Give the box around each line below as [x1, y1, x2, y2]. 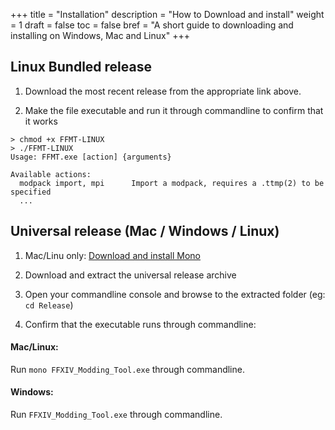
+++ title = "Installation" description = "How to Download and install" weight [10, 9, 325, 20]
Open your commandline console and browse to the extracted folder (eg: [24, 288, 326, 300]
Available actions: [10, 169, 92, 179]
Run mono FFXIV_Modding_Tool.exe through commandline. [10, 363, 245, 375]
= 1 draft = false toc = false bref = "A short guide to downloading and [10, 19, 294, 31]
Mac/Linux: [10, 341, 59, 353]
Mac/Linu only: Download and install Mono [24, 249, 202, 261]
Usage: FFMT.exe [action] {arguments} [10, 152, 172, 162]
